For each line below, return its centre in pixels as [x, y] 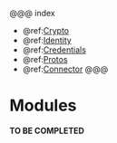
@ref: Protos [45, 59]
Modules [43, 105]
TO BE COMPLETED [47, 130]
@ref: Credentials [54, 50]
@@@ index [33, 13]
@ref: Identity [47, 40]
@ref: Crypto [46, 30]
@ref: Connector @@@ [65, 69]
